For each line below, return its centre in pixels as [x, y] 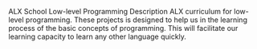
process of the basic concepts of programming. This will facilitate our [123, 28]
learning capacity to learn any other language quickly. [98, 36]
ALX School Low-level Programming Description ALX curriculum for [120, 11]
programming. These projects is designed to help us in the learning [136, 20]
